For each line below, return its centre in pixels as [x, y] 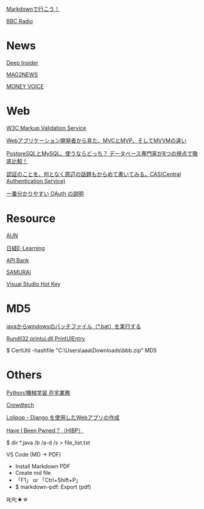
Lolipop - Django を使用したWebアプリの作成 [63, 417]
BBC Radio [20, 21]
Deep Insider [22, 62]
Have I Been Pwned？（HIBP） [45, 430]
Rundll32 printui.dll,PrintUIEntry [46, 338]
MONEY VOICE [25, 86]
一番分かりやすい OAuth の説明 [45, 193]
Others [24, 375]
